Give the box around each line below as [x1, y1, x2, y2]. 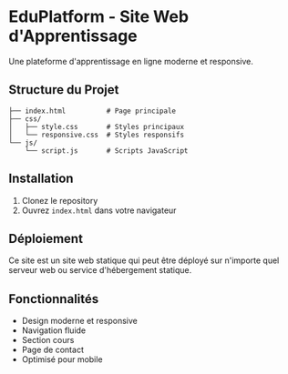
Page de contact [21, 344, 84, 356]
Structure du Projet [8, 82, 119, 97]
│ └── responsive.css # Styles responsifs [8, 130, 184, 139]
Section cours [21, 335, 75, 346]
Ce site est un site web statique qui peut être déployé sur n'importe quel [8, 255, 280, 266]
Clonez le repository [21, 195, 98, 206]
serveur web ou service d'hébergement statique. [8, 265, 192, 276]
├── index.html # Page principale [8, 106, 177, 116]
